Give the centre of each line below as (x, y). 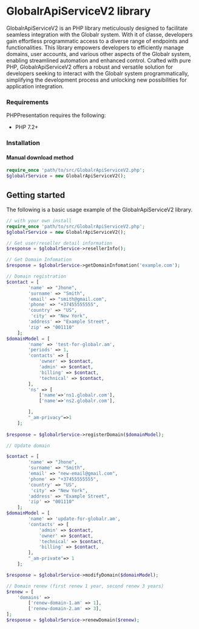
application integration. (35, 86)
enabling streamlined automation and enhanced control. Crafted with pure (99, 60)
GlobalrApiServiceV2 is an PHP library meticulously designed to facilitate (97, 28)
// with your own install (39, 220)
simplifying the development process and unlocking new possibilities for (96, 80)
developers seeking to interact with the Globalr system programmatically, (98, 73)
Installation (23, 143)
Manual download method (40, 157)
